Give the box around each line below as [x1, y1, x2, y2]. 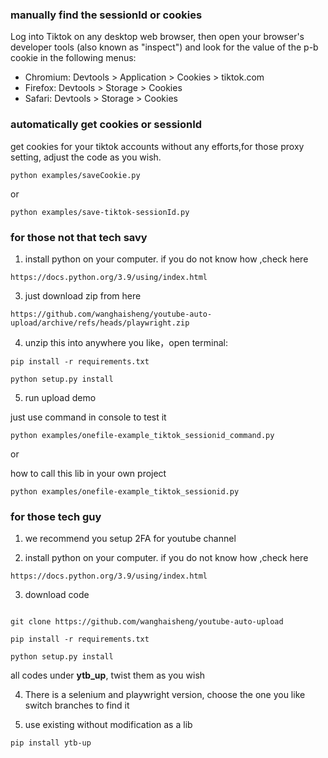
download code [24, 589, 90, 601]
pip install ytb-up [10, 738, 92, 748]
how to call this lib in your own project [10, 467, 167, 479]
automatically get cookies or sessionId [10, 118, 203, 132]
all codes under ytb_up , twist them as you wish [10, 669, 206, 682]
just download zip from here [24, 289, 142, 302]
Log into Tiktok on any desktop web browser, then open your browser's [10, 31, 305, 43]
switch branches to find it [24, 699, 130, 712]
